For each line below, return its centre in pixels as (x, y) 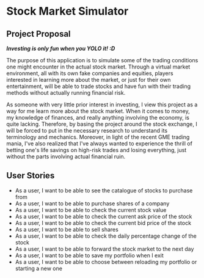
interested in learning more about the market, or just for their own (89, 80)
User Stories (31, 176)
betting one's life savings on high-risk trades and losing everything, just (97, 150)
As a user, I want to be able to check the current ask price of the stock (104, 216)
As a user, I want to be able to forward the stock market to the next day (104, 249)
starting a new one (39, 268)
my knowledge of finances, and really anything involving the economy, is (98, 118)
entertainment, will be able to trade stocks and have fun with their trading (99, 86)
